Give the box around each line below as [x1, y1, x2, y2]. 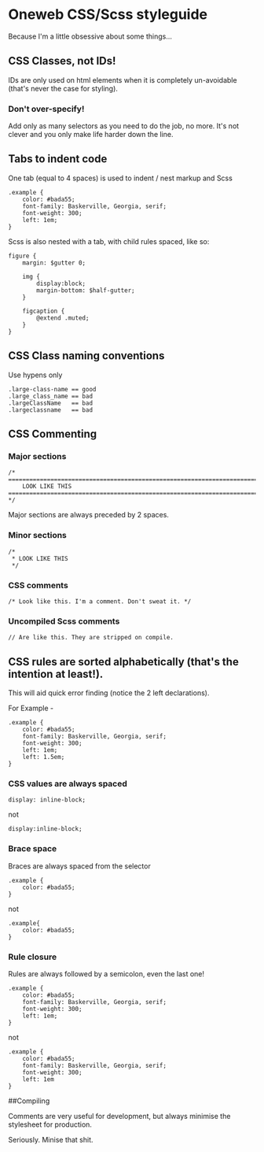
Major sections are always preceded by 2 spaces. [8, 510, 169, 520]
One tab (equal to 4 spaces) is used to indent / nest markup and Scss [8, 173, 233, 183]
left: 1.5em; [22, 754, 65, 761]
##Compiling [8, 1096, 50, 1106]
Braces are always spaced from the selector [8, 861, 151, 871]
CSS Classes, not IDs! [8, 54, 116, 68]
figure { [8, 252, 37, 260]
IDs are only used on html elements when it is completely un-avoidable [8, 75, 237, 84]
